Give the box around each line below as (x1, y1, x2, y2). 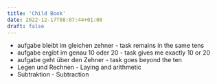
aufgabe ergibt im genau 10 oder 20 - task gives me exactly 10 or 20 (16, 48, 211, 57)
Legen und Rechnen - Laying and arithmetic (16, 63, 142, 72)
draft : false (7, 23, 45, 29)
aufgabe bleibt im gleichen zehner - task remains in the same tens (16, 42, 205, 50)
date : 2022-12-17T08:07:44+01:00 (7, 16, 103, 23)
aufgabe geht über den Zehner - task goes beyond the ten (16, 56, 182, 64)
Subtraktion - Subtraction (16, 70, 89, 79)
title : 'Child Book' (7, 10, 67, 17)
